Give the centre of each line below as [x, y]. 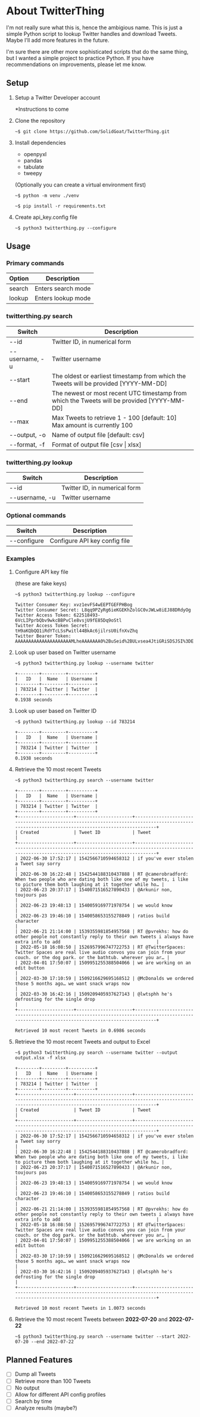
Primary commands [35, 263]
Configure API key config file [90, 541]
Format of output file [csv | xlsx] [96, 444]
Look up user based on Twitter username [65, 652]
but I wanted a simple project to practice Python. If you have [80, 58]
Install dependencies [40, 142]
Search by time [33, 1401]
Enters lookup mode [63, 298]
